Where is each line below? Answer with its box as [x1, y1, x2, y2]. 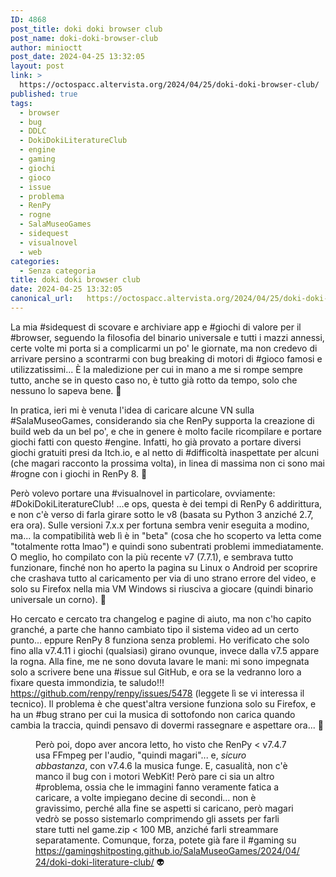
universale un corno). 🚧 [10, 593, 107, 605]
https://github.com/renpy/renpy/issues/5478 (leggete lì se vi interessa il [10, 687, 305, 699]
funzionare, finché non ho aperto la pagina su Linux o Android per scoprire [10, 561, 318, 573]
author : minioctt [10, 42, 83, 53]
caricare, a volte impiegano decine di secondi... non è [35, 791, 257, 803]
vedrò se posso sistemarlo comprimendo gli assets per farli [35, 812, 280, 825]
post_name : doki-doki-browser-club [10, 33, 159, 43]
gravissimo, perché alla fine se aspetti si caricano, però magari [35, 802, 294, 814]
